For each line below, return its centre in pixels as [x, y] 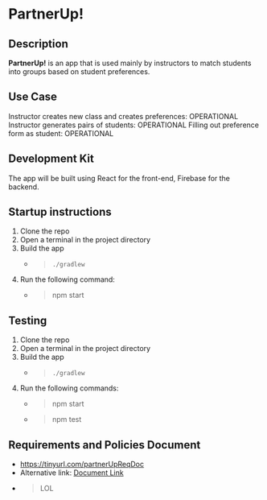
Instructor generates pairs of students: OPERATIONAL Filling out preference [134, 125]
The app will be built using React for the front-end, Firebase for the [119, 178]
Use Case [33, 97]
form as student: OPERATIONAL [61, 133]
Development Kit [51, 159]
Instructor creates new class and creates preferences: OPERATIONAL [123, 116]
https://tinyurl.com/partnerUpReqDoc [82, 465]
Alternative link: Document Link [72, 473]
